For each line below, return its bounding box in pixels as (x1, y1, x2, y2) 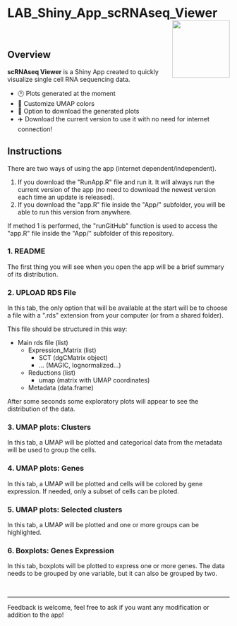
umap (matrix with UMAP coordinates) (38, 376, 150, 385)
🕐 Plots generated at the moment (17, 89, 116, 97)
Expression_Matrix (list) (28, 346, 97, 354)
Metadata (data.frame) (28, 383, 94, 392)
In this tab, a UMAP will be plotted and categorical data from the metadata (7, 438, 223, 447)
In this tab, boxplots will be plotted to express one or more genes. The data (7, 562, 226, 570)
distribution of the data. (7, 404, 75, 414)
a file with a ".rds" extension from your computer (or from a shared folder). (7, 311, 224, 320)
